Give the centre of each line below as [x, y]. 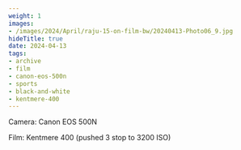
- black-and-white [39, 91]
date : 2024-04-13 [38, 46]
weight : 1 [25, 16]
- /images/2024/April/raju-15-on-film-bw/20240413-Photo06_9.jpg [120, 31]
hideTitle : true [36, 39]
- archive [25, 62]
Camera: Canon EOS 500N [53, 122]
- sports [23, 84]
